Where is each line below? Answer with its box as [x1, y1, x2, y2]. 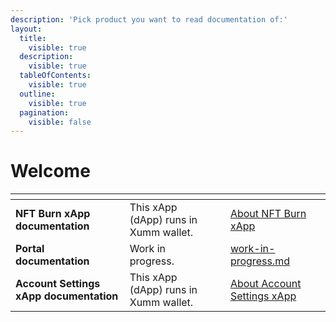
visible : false [28, 117, 92, 127]
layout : [10, 24, 43, 34]
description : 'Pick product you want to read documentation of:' [10, 14, 288, 25]
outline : [19, 89, 56, 99]
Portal [15, 242, 45, 256]
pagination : [19, 107, 70, 118]
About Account [229, 277, 302, 291]
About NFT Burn [229, 207, 307, 221]
